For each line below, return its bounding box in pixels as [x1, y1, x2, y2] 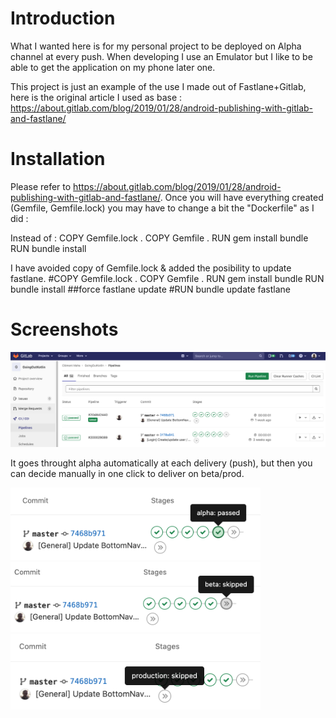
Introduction [10, 7, 116, 30]
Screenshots [10, 318, 119, 341]
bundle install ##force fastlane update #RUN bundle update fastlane [10, 283, 292, 295]
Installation [10, 148, 106, 171]
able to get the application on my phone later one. [10, 61, 216, 73]
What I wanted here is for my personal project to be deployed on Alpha [10, 40, 302, 52]
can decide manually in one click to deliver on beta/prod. [10, 467, 245, 479]
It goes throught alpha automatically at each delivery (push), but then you [10, 457, 313, 469]
